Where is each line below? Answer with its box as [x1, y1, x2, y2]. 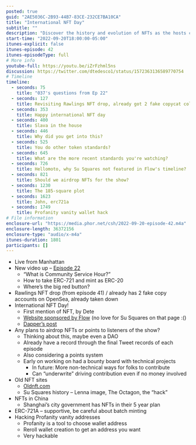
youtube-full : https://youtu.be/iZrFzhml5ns [6, 63, 116, 69]
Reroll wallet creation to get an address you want [23, 426, 141, 433]
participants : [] [6, 242, 48, 249]
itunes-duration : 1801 [6, 237, 61, 243]
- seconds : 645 [11, 150, 48, 156]
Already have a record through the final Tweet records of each [23, 339, 173, 346]
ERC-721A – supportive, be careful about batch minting [14, 408, 147, 415]
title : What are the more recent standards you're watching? [16, 156, 168, 161]
